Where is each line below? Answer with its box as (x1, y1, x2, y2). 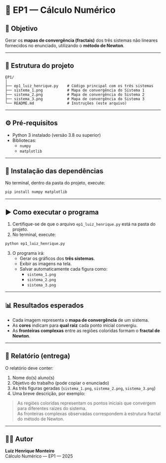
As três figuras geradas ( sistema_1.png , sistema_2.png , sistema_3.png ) (12, 385, 156, 391)
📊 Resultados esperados (5, 301, 84, 310)
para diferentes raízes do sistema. (17, 405, 87, 411)
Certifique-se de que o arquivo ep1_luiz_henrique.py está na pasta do (12, 221, 156, 227)
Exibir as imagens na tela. (19, 261, 72, 267)
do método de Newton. (17, 416, 64, 422)
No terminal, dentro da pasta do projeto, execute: (5, 180, 105, 186)
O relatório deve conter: (5, 365, 53, 371)
